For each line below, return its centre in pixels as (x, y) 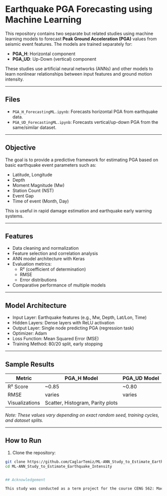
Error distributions (38, 280)
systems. (14, 216)
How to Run (23, 441)
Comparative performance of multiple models (59, 285)
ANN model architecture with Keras (48, 259)
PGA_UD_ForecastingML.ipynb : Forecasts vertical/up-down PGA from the (85, 122)
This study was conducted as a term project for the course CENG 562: (80, 489)
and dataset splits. (24, 420)
